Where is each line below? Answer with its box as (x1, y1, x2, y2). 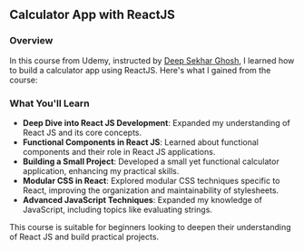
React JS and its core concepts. (22, 127, 142, 138)
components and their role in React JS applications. (22, 146, 216, 157)
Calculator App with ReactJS (9, 7, 175, 23)
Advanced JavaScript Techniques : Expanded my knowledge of (22, 194, 263, 205)
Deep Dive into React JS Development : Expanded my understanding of (22, 117, 290, 128)
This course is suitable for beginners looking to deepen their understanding (9, 221, 292, 232)
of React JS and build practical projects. (9, 231, 160, 242)
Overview (9, 34, 54, 47)
